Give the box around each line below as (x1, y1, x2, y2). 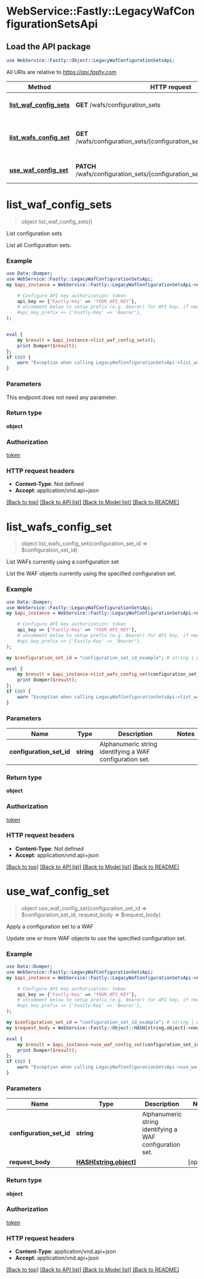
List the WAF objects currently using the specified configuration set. (6, 570, 177, 578)
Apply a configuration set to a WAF (6, 923, 94, 930)
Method (28, 83, 52, 91)
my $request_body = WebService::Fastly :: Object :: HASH (6, 1025, 146, 1031)
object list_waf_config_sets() (21, 217, 93, 225)
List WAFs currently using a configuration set (6, 558, 120, 565)
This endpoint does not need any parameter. (6, 394, 117, 401)
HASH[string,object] (75, 1158, 137, 1167)
